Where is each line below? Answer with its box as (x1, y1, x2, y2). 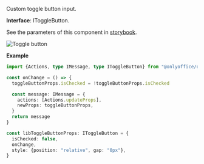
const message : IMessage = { (12, 91, 86, 97)
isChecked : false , (12, 136, 59, 142)
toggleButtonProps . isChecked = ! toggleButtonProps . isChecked (12, 80, 170, 87)
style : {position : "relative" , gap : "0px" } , (12, 147, 126, 153)
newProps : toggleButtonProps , (17, 102, 94, 108)
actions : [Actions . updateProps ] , (17, 97, 102, 103)
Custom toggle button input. (6, 5, 77, 12)
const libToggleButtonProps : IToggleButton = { (6, 130, 129, 136)
